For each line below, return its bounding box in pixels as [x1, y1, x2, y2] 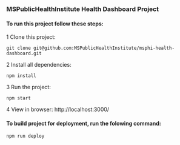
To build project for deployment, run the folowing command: [6, 120, 162, 127]
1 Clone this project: [6, 33, 56, 41]
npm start [6, 95, 32, 101]
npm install [6, 73, 36, 79]
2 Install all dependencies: [6, 61, 72, 69]
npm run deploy [6, 133, 45, 140]
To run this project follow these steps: [6, 20, 104, 27]
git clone [6, 45, 32, 52]
